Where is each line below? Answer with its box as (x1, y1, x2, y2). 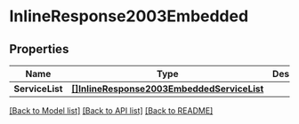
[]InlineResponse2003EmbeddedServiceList (70, 82, 264, 95)
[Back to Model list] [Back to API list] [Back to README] (9, 105, 214, 116)
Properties (9, 42, 69, 57)
